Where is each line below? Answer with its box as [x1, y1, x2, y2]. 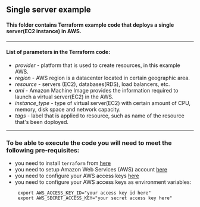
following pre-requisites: [6, 146, 80, 154]
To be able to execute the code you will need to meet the [6, 139, 172, 147]
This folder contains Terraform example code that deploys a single [6, 21, 174, 28]
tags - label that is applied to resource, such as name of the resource [14, 112, 185, 119]
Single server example [6, 5, 91, 15]
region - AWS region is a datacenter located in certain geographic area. [14, 74, 190, 81]
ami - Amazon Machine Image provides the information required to [14, 87, 179, 94]
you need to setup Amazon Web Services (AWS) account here [14, 166, 168, 173]
